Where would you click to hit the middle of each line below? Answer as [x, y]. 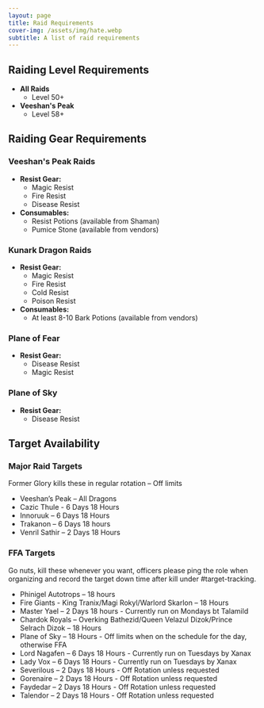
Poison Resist [54, 301]
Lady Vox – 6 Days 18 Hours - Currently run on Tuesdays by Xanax [128, 661]
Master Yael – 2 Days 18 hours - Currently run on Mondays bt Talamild [134, 610]
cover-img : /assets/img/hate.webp [65, 30]
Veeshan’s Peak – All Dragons [68, 499]
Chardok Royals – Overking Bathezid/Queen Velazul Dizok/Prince [126, 619]
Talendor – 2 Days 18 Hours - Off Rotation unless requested [117, 695]
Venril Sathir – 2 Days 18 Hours [70, 533]
